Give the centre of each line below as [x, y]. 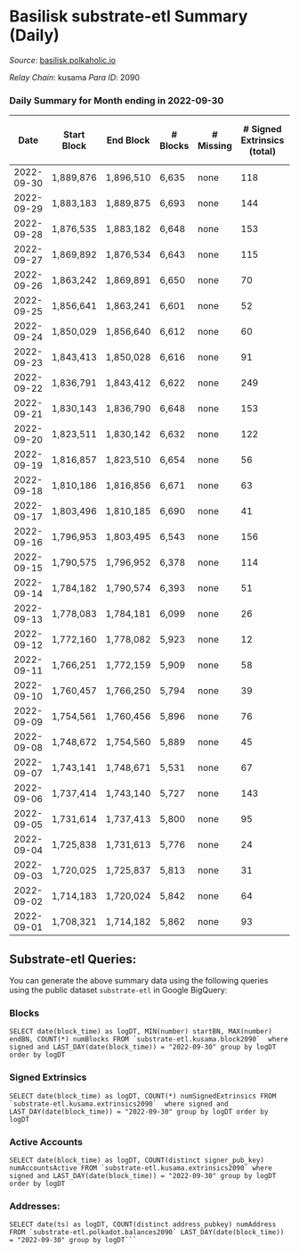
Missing [215, 146]
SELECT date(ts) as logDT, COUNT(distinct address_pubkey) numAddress [143, 1224]
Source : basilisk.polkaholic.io [63, 60]
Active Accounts [46, 1141]
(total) [262, 152]
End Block [128, 140]
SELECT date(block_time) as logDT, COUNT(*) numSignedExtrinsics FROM [143, 1096]
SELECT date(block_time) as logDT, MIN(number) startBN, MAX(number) [141, 1032]
